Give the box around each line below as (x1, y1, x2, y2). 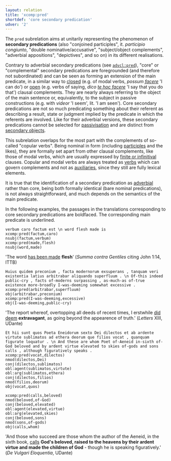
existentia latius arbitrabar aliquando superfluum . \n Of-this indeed (5, 274, 163, 279)
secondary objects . (5, 128, 46, 134)
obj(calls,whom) (5, 425, 40, 430)
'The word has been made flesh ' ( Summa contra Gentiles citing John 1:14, (5, 254, 161, 260)
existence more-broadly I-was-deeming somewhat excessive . (5, 283, 136, 288)
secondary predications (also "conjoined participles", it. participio (5, 41, 145, 48)
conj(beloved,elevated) (5, 402, 56, 407)
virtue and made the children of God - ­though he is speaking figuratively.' (5, 444, 161, 451)
